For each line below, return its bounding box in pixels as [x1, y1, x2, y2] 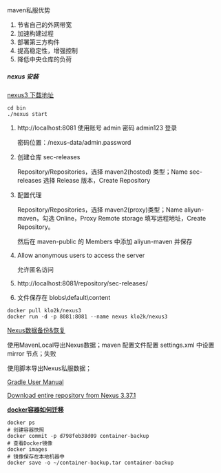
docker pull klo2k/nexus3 [7, 307, 81, 314]
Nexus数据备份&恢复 [7, 326, 65, 334]
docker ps [7, 419, 36, 426]
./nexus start [7, 110, 48, 117]
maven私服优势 [7, 6, 50, 14]
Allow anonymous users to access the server [17, 251, 145, 259]
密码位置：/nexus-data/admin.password [17, 138, 131, 146]
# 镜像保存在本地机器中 [7, 453, 65, 460]
